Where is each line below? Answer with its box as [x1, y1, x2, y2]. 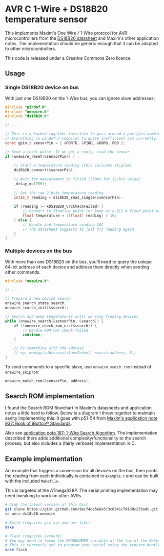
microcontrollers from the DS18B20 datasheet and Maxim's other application [5, 35, 159, 41]
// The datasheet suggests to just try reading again [22, 227, 134, 232]
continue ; [22, 332, 42, 338]
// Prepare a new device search [5, 296, 71, 301]
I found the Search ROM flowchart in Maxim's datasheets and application [5, 405, 152, 411]
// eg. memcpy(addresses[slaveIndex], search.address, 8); [14, 350, 137, 356]
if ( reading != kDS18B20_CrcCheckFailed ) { [14, 204, 104, 209]
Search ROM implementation [5, 392, 94, 400]
